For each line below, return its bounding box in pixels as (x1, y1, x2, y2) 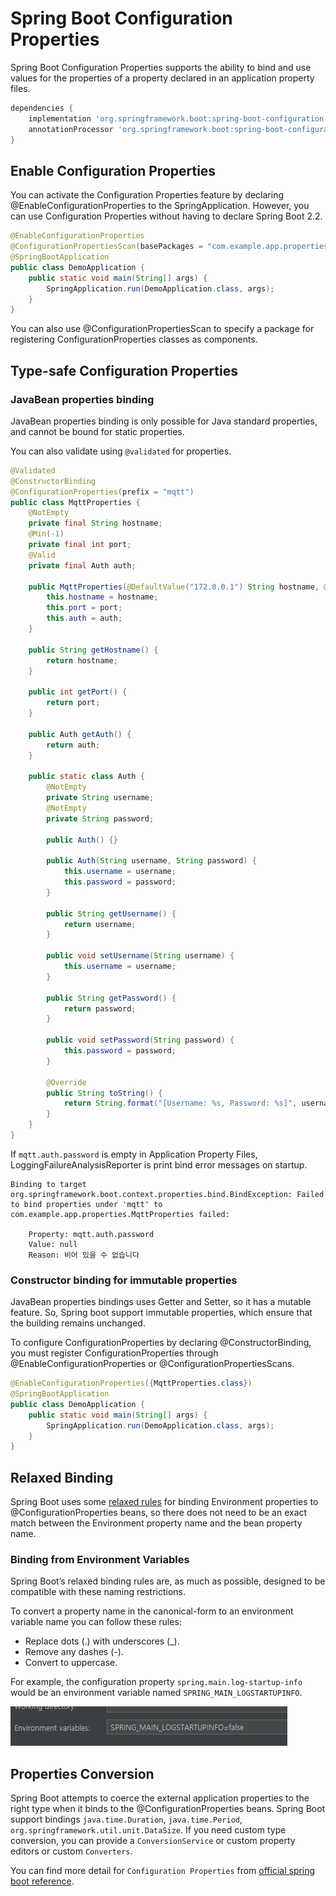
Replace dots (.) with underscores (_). (24, 1635, 180, 1647)
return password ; (63, 1003, 137, 1014)
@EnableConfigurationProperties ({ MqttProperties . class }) (10, 1378, 253, 1389)
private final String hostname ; (28, 518, 163, 529)
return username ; (63, 919, 137, 929)
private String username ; (46, 793, 155, 803)
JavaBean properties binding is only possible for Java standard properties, (10, 415, 318, 427)
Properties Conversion (10, 1765, 155, 1782)
